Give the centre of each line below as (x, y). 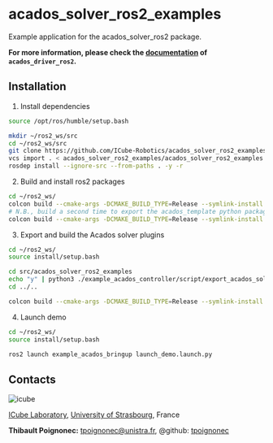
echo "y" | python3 (41, 280)
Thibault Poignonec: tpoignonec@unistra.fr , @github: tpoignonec (119, 431)
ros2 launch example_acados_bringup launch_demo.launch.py (110, 354)
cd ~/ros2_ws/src (38, 143)
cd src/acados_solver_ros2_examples (70, 272)
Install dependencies (55, 106)
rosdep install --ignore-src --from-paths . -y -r (96, 166)
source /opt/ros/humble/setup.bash (69, 121)
